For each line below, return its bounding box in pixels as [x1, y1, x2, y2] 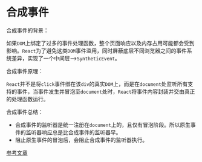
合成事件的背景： [6, 27, 49, 34]
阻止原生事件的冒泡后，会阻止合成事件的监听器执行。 [15, 136, 148, 143]
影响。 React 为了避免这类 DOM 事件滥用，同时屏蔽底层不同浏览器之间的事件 [6, 47, 187, 54]
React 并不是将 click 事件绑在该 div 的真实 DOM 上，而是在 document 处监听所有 [6, 80, 188, 88]
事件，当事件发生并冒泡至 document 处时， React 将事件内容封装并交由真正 [16, 88, 195, 95]
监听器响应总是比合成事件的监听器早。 [25, 128, 122, 136]
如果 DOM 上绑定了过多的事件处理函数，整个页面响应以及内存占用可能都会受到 [6, 39, 195, 47]
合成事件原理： [6, 67, 44, 74]
